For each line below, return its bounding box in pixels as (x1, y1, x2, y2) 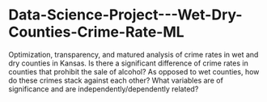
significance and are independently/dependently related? (8, 83, 199, 94)
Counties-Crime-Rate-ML (8, 23, 184, 41)
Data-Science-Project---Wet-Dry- (8, 6, 243, 24)
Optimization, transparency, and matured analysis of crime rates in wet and (8, 49, 259, 59)
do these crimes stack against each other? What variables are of (8, 75, 224, 85)
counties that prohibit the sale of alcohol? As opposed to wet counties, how (8, 66, 260, 76)
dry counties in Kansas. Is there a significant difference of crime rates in (8, 58, 248, 68)
